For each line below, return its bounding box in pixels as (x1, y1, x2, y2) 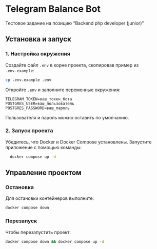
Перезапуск (5, 217, 37, 224)
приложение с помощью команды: (5, 144, 82, 150)
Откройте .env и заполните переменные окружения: (5, 87, 121, 93)
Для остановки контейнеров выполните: (5, 195, 94, 201)
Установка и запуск (5, 35, 72, 44)
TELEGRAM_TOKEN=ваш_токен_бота (5, 96, 72, 101)
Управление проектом (5, 169, 82, 177)
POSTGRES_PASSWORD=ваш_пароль (5, 106, 70, 111)
